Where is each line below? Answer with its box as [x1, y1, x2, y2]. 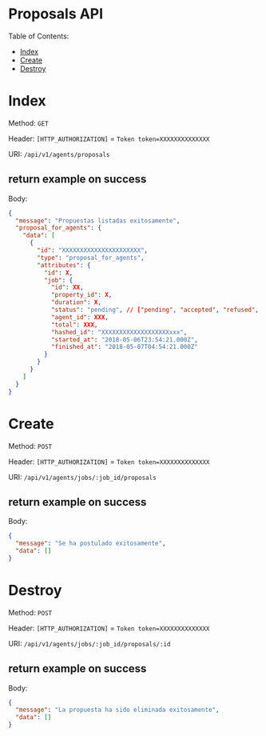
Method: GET [8, 118, 50, 128]
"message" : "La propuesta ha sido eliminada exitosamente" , [15, 706, 220, 714]
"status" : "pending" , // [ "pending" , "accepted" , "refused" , [50, 306, 260, 314]
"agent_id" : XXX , [50, 313, 109, 321]
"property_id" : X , [50, 291, 113, 299]
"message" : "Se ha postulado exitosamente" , [15, 539, 166, 548]
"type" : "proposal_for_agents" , [37, 254, 145, 262]
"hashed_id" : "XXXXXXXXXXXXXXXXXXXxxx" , [50, 328, 188, 336]
